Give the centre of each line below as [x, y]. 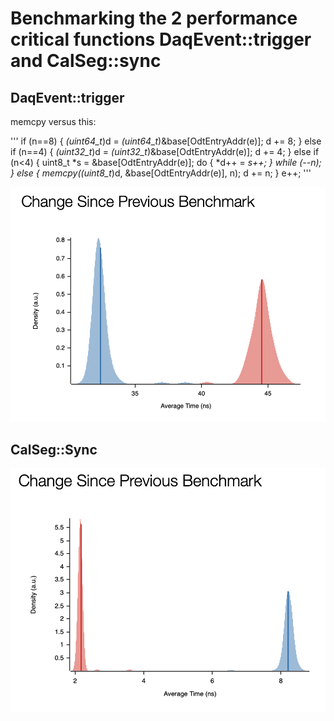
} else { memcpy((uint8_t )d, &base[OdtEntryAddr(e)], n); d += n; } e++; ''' [161, 173]
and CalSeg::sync [86, 61]
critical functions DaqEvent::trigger [161, 39]
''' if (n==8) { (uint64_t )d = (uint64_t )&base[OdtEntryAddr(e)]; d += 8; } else [166, 141]
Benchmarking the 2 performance [154, 18]
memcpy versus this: [53, 121]
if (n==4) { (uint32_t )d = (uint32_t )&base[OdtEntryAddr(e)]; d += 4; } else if [165, 151]
